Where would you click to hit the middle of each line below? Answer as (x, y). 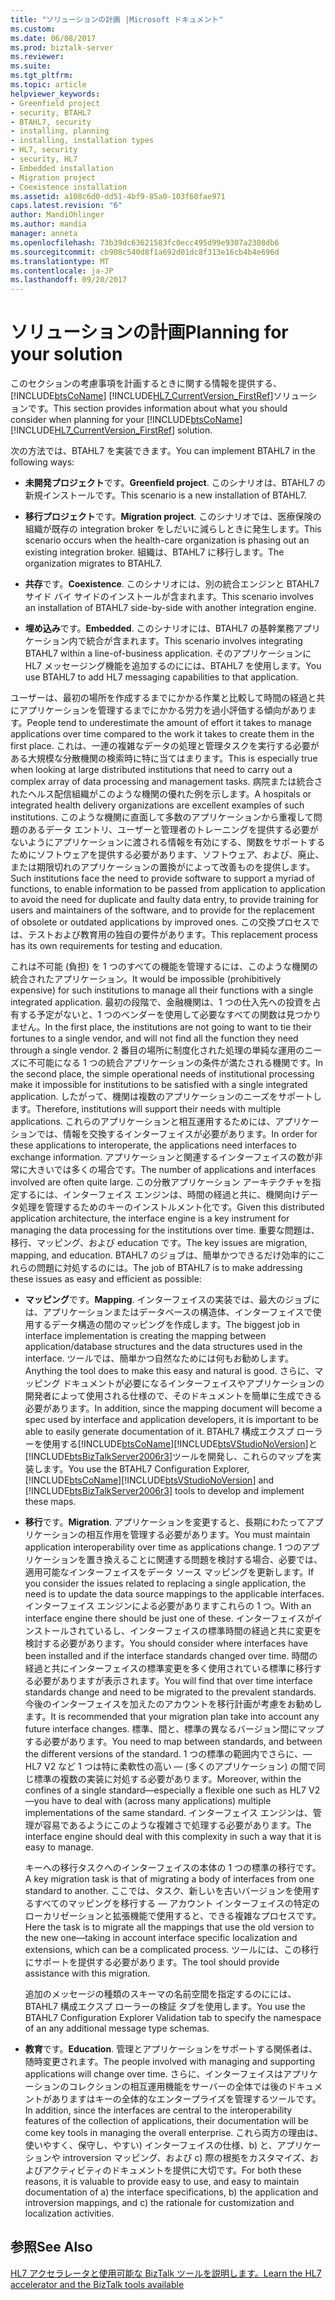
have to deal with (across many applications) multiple (161, 1801)
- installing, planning (60, 131)
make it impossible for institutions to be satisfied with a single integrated (159, 1085)
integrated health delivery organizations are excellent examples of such (157, 805)
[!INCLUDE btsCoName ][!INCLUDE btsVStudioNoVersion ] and (149, 1480)
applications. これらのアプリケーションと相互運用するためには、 (143, 1122)
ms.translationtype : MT (60, 261)
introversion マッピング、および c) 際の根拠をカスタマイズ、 (186, 2158)
